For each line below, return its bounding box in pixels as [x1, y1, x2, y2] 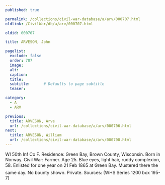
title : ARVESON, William [10, 132, 62, 138]
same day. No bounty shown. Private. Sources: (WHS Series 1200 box [5, 169, 150, 175]
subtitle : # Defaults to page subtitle [10, 81, 105, 86]
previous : [5, 114, 26, 119]
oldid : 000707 [5, 30, 35, 35]
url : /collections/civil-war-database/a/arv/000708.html [10, 137, 132, 143]
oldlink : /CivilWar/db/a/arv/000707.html [5, 21, 94, 26]
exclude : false [10, 54, 42, 59]
